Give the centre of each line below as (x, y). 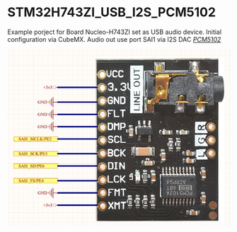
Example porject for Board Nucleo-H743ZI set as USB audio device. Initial (114, 32)
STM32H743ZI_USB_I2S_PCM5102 (112, 12)
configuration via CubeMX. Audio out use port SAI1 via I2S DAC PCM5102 (114, 39)
